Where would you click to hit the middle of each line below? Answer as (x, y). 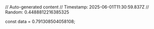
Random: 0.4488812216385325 (37, 12)
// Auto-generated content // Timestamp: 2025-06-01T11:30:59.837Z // (77, 7)
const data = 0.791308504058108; (40, 22)
